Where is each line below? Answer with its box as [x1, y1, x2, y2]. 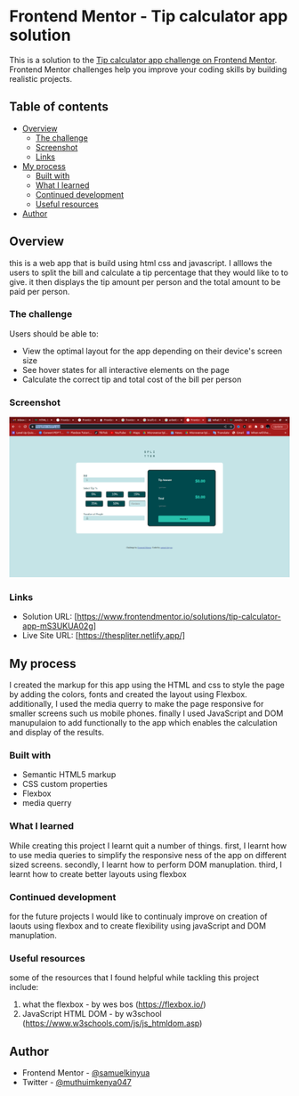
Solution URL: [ [21, 612, 77, 622]
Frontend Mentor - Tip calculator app [9, 6, 288, 27]
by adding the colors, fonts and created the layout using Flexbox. [9, 689, 247, 700]
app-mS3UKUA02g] [21, 621, 96, 631]
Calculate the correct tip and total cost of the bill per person [21, 374, 242, 385]
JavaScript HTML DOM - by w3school [21, 1009, 162, 1019]
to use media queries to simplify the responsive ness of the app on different [9, 849, 287, 860]
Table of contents [9, 100, 109, 115]
